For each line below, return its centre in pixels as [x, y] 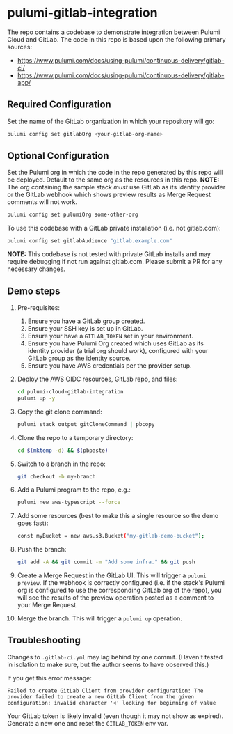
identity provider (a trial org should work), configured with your [118, 351]
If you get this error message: [50, 678]
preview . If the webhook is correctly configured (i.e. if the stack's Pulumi [121, 583]
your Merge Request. [47, 605]
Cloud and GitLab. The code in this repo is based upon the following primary [116, 39]
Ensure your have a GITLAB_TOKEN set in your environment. [110, 336]
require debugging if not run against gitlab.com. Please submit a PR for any [115, 262]
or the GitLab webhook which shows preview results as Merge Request [109, 195]
